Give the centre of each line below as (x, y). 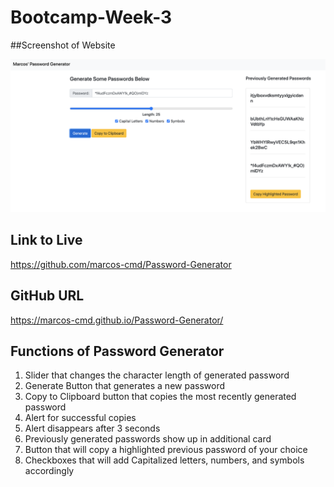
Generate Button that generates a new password (124, 386)
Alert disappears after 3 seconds (92, 428)
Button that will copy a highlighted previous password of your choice (166, 450)
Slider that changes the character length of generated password (157, 375)
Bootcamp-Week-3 (91, 17)
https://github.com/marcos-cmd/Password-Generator (121, 264)
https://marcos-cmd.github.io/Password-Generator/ (117, 320)
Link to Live (46, 240)
